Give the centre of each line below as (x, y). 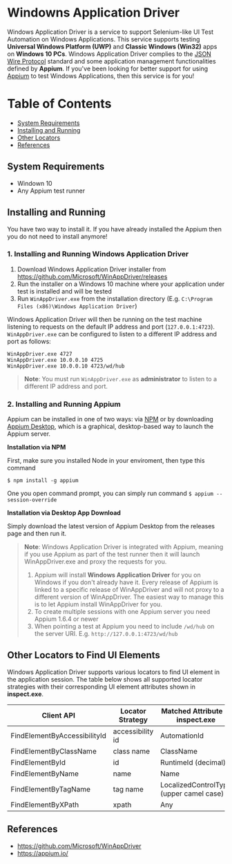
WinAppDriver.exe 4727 (40, 354)
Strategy (133, 720)
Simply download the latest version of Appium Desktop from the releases (111, 526)
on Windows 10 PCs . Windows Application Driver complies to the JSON (109, 54)
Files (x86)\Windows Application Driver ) (77, 306)
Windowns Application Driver (94, 13)
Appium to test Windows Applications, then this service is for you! (101, 76)
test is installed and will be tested (65, 291)
